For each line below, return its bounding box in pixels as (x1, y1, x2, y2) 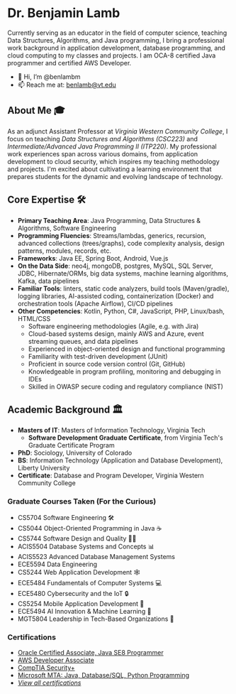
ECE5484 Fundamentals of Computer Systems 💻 (17, 578, 162, 587)
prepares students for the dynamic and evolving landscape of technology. (7, 172, 223, 180)
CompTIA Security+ (17, 663, 76, 672)
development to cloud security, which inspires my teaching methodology (7, 157, 220, 166)
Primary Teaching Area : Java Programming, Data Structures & (17, 216, 201, 224)
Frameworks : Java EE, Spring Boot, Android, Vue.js (17, 254, 169, 262)
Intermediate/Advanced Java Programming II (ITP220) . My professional (7, 142, 218, 151)
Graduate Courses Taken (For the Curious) (7, 497, 157, 506)
